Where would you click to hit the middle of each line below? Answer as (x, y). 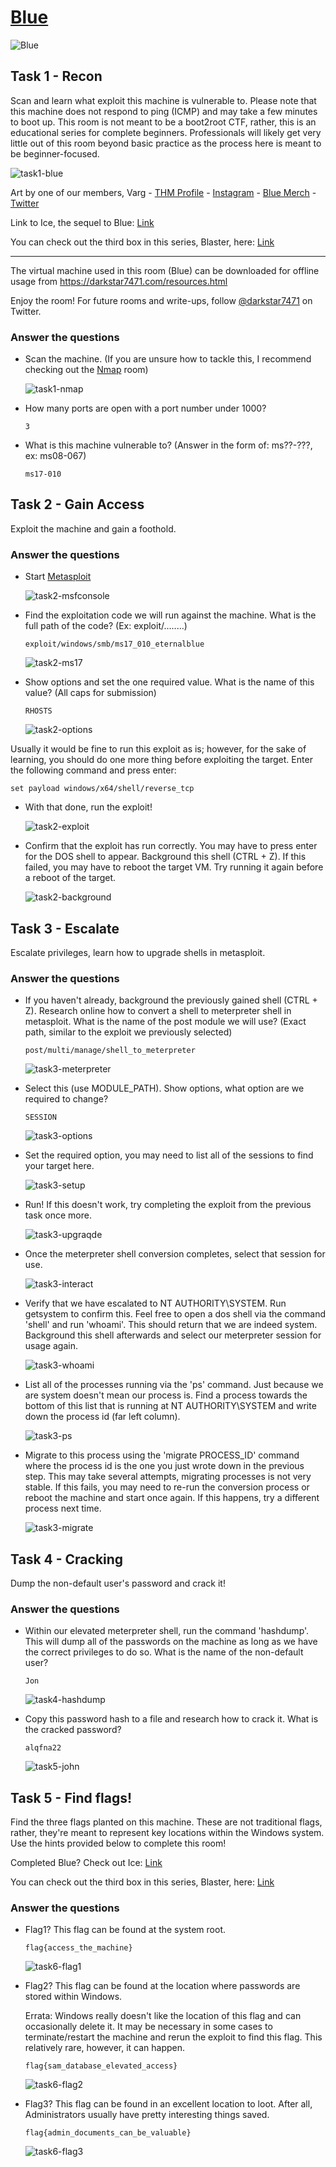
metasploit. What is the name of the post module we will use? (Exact (165, 1022)
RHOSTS (38, 711)
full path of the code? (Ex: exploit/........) (106, 626)
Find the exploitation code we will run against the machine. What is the (170, 615)
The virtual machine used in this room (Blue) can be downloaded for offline (165, 270)
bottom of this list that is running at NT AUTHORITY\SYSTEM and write (170, 1406)
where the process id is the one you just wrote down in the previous (164, 1466)
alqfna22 (43, 1748)
